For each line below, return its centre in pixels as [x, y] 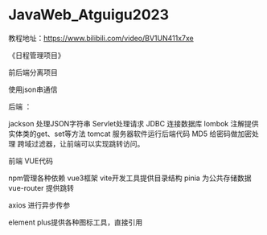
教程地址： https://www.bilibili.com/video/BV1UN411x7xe [101, 38]
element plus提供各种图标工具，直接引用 [76, 222]
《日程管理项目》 [37, 55]
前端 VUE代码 [31, 161]
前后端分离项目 [33, 72]
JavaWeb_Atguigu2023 [88, 15]
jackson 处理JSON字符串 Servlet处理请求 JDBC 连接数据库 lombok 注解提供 [133, 123]
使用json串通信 [33, 89]
